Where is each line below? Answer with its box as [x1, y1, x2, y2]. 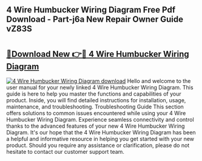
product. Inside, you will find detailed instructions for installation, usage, [6, 97, 186, 103]
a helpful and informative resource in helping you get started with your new [6, 136, 195, 142]
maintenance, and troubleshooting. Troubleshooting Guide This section [6, 103, 184, 110]
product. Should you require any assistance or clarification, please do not [6, 142, 190, 149]
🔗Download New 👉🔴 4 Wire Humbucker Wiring [6, 48, 189, 59]
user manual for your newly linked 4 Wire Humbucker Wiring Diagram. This [6, 84, 194, 91]
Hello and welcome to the [127, 77, 191, 84]
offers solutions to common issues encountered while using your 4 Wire [6, 110, 186, 117]
